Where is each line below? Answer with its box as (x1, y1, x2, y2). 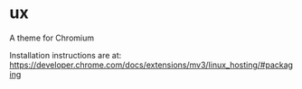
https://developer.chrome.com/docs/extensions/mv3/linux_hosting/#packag (9, 59, 294, 70)
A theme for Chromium (9, 32, 95, 43)
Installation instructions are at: (9, 49, 122, 60)
